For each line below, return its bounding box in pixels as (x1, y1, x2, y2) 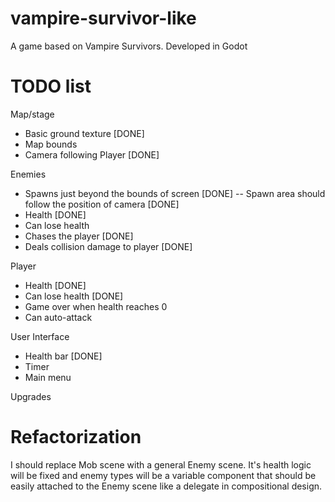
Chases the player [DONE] (24, 230, 134, 242)
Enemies (10, 168, 47, 180)
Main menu (24, 371, 72, 383)
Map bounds (24, 138, 78, 150)
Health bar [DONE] (24, 350, 103, 362)
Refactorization (10, 426, 142, 449)
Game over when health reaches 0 (24, 300, 168, 312)
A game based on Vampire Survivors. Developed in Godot (10, 40, 248, 52)
